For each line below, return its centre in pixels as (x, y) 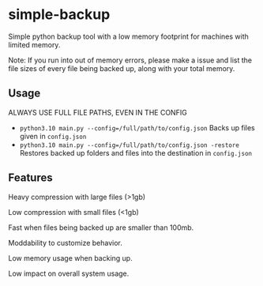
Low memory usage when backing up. (70, 258)
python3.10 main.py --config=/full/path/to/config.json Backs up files (137, 127)
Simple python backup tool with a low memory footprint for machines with (128, 36)
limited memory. (34, 44)
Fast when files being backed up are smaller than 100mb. (101, 228)
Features (30, 178)
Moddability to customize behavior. (65, 243)
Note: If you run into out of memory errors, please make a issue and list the (130, 60)
